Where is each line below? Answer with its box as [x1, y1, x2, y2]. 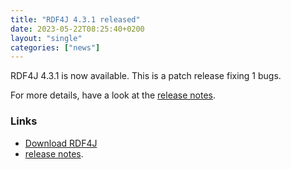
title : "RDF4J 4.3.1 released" [10, 14, 141, 25]
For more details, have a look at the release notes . [10, 89, 217, 101]
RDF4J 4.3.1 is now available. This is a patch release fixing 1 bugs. [10, 70, 282, 82]
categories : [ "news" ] [10, 42, 101, 53]
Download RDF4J [24, 137, 98, 149]
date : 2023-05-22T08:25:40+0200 [10, 24, 145, 34]
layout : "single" [10, 33, 83, 43]
